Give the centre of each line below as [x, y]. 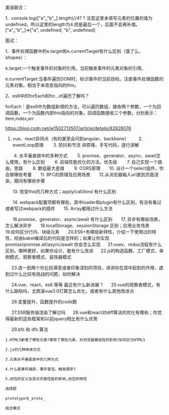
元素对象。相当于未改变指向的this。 [42, 85]
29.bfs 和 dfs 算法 [30, 329]
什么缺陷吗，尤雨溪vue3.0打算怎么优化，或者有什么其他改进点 [70, 291]
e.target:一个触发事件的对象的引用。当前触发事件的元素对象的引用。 [76, 68]
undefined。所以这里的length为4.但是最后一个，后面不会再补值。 [73, 24]
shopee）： [16, 57]
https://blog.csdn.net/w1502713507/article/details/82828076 [68, 128]
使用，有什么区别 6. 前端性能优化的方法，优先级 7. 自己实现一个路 [86, 162]
